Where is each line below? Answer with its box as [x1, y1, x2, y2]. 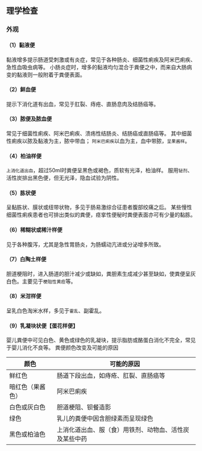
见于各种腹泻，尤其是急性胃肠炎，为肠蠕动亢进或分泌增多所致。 [6, 240, 164, 248]
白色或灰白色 [9, 403, 46, 411]
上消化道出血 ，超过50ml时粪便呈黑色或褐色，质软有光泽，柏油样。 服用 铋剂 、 [6, 167, 193, 174]
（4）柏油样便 [6, 152, 42, 160]
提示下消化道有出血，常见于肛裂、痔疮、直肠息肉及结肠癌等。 [6, 100, 159, 107]
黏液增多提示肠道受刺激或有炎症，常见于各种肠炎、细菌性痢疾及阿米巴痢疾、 [6, 56, 196, 63]
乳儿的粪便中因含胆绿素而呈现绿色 [57, 414, 153, 423]
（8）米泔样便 [6, 293, 42, 300]
